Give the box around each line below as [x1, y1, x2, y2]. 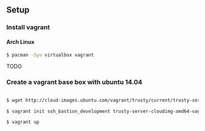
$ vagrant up [6, 119, 40, 126]
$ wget [6, 97, 23, 103]
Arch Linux [6, 38, 35, 45]
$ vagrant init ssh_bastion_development [6, 108, 111, 115]
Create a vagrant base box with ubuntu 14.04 [6, 78, 143, 87]
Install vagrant [6, 23, 50, 32]
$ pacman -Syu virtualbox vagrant [6, 52, 95, 58]
